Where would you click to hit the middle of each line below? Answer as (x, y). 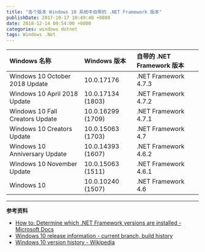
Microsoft (27, 229)
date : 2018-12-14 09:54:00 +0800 (49, 23)
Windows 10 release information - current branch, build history (94, 236)
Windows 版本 (105, 61)
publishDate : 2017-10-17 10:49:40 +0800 (59, 18)
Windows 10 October (40, 76)
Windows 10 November (43, 164)
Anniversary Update (38, 154)
